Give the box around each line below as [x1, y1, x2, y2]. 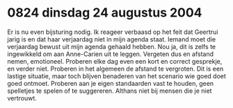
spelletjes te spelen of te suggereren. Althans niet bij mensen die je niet [7, 87, 212, 95]
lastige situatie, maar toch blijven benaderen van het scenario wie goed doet [7, 71, 226, 80]
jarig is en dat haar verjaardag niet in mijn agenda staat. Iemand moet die [7, 35, 216, 43]
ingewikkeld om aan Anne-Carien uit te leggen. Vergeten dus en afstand [7, 50, 214, 58]
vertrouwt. [7, 93, 37, 102]
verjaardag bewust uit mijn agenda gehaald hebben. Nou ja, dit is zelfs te [7, 42, 216, 51]
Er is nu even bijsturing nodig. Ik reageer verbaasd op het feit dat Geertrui [7, 28, 218, 36]
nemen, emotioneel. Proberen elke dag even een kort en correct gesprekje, [7, 57, 223, 65]
